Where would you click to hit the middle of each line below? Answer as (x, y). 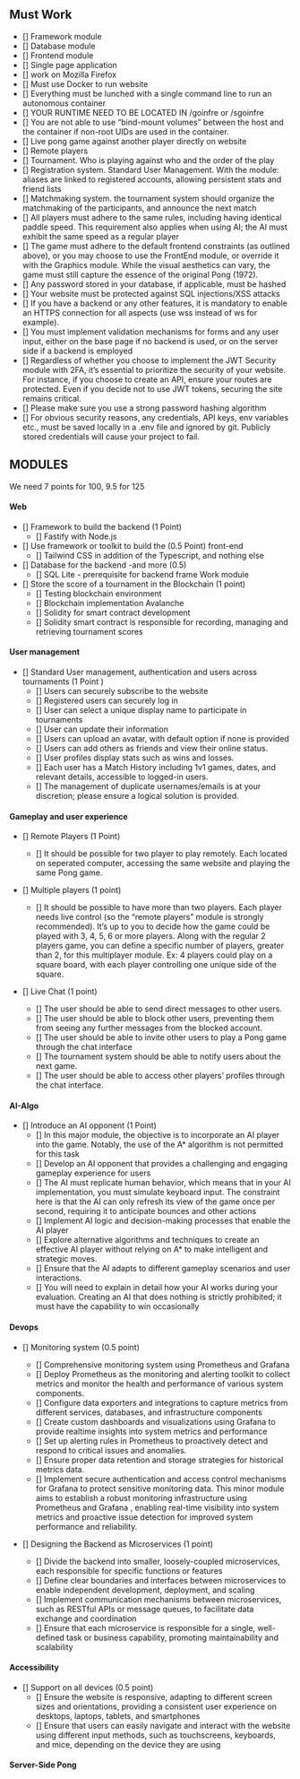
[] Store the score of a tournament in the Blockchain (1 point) (134, 584)
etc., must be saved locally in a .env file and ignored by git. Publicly (146, 427)
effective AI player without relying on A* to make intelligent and (152, 1249)
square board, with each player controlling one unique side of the (156, 965)
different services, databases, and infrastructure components (149, 1412)
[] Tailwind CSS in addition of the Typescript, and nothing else (150, 555)
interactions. (59, 1278)
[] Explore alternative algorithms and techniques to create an (147, 1240)
